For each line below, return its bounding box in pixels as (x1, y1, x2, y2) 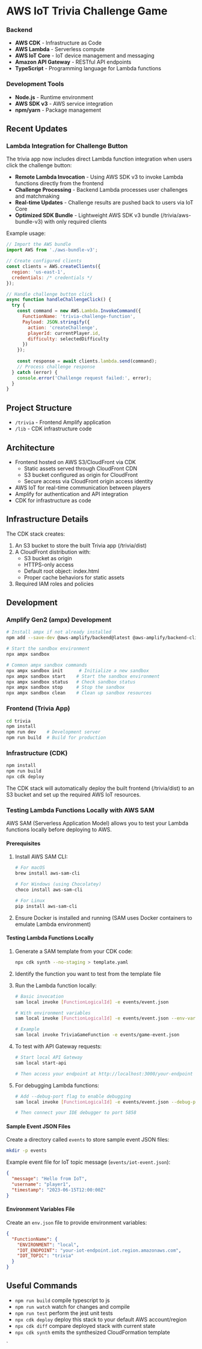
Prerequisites (6, 840, 41, 847)
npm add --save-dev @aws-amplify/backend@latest (6, 635, 130, 641)
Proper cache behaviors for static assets (23, 574, 125, 581)
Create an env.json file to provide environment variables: (6, 1219, 147, 1226)
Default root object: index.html (23, 567, 99, 575)
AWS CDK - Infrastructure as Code (14, 39, 102, 46)
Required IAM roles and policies (14, 580, 94, 587)
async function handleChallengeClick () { (6, 296, 112, 303)
